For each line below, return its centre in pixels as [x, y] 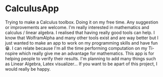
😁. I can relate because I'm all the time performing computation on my [76, 48]
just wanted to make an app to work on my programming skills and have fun [81, 43]
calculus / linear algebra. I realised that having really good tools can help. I [80, 32]
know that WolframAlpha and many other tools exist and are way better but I [82, 38]
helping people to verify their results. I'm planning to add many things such [81, 58]
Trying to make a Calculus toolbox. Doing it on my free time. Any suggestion [82, 22]
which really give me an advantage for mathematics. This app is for [86, 53]
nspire [12, 53]
